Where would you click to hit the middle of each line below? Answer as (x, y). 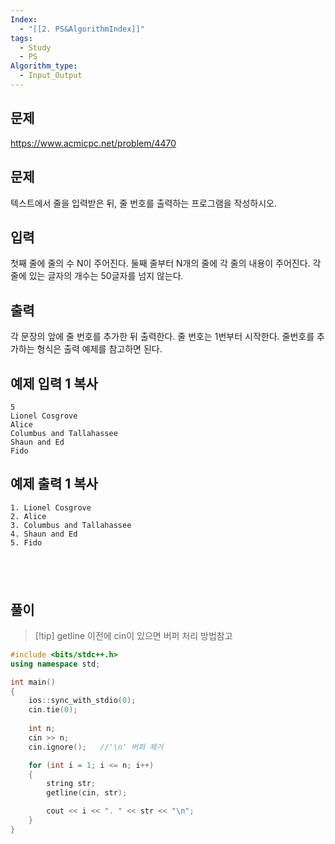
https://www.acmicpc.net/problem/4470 (93, 143)
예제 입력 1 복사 (54, 383)
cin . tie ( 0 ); (53, 710)
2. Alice (28, 516)
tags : (21, 38)
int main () (33, 682)
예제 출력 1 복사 (54, 484)
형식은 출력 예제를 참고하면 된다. (99, 349)
